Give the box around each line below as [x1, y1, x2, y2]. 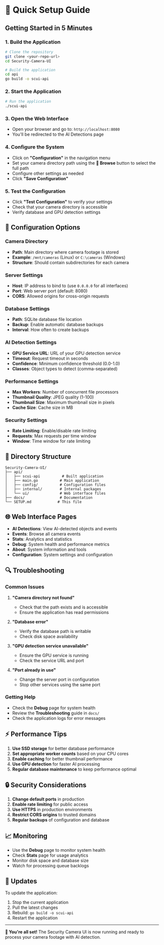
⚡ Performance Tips [5, 730, 67, 738]
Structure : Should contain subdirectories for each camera [12, 259, 129, 265]
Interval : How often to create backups [12, 327, 89, 333]
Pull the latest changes [12, 904, 59, 910]
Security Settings [5, 417, 47, 423]
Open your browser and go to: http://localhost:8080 [12, 126, 120, 132]
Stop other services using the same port [19, 681, 101, 688]
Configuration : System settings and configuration [12, 551, 113, 557]
